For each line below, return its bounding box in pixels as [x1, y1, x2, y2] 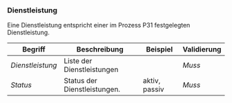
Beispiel [146, 45, 173, 54]
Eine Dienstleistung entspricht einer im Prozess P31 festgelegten [7, 21, 191, 30]
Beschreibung [76, 45, 124, 54]
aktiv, [142, 76, 161, 86]
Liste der [64, 56, 93, 66]
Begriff [21, 45, 46, 54]
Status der [64, 76, 98, 86]
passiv [142, 84, 164, 94]
